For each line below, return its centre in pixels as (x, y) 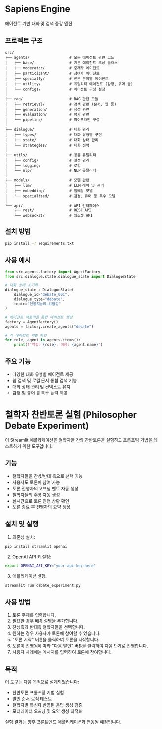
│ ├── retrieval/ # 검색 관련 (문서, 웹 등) (61, 104)
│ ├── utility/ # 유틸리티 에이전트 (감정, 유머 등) (69, 84)
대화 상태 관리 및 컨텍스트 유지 (41, 387)
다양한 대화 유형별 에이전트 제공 (42, 374)
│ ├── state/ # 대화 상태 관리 (52, 140)
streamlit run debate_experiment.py (43, 585)
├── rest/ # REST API (53, 210)
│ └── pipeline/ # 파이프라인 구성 (52, 120)
